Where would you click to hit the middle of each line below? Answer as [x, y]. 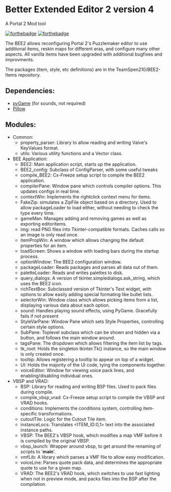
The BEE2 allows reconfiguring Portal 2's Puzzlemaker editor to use [76, 43]
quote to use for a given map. [51, 468]
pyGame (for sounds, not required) [49, 103]
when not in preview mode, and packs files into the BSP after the [88, 479]
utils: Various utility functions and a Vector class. [71, 153]
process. [30, 256]
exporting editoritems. [44, 224]
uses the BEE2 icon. [41, 283]
